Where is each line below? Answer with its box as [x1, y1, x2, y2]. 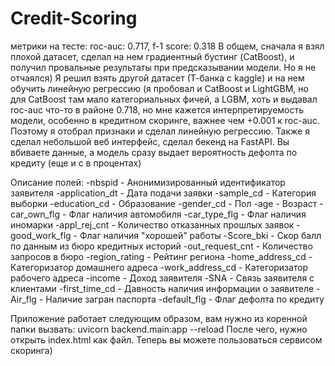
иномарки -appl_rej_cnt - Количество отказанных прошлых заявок [10, 218, 295, 231]
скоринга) [10, 344, 53, 356]
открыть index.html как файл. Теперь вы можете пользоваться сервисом [10, 333, 323, 346]
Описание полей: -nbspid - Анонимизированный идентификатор [10, 176, 286, 188]
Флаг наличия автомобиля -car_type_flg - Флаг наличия [68, 208, 307, 220]
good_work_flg [10, 229, 72, 241]
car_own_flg [10, 208, 61, 220]
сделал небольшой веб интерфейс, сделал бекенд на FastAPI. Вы [10, 135, 290, 147]
